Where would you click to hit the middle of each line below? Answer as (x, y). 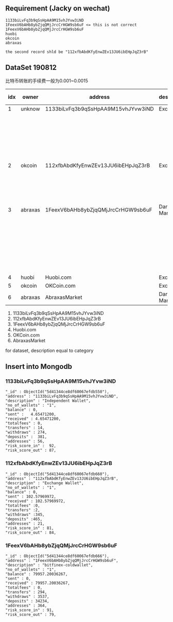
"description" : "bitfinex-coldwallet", (49, 565)
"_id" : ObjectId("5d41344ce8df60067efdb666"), (57, 556)
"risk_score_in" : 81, (30, 528)
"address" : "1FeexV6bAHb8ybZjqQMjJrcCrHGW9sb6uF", (62, 560)
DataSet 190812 (31, 68)
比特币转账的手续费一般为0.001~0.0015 (47, 81)
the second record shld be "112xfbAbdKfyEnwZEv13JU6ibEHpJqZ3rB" (77, 52)
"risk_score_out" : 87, (31, 450)
